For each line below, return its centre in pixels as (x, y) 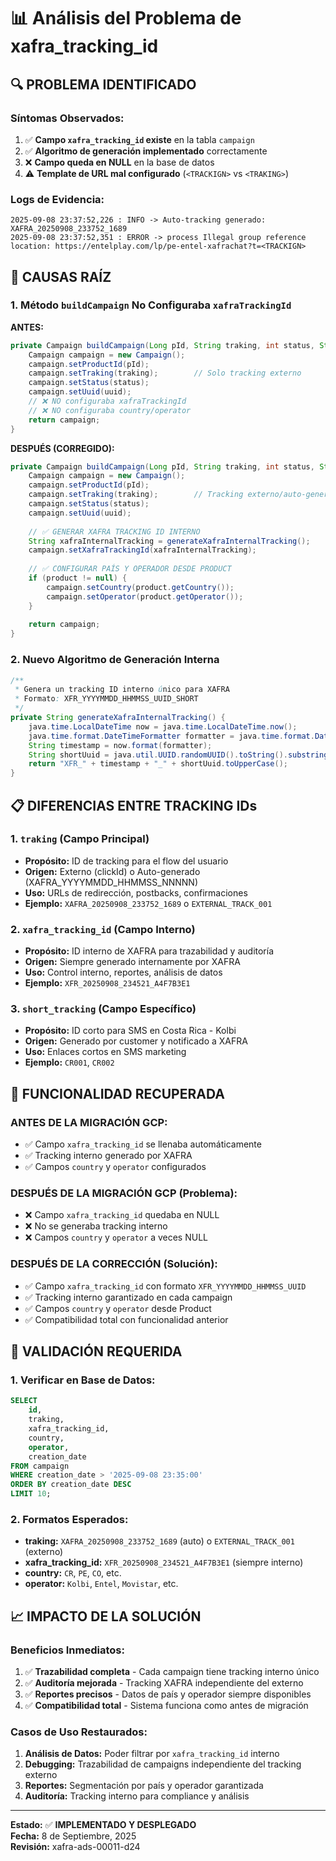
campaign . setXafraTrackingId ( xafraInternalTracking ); (142, 550)
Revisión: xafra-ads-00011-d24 (75, 1847)
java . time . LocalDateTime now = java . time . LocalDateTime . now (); (163, 726)
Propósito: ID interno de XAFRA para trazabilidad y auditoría (149, 951)
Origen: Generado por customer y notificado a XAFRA (136, 1041)
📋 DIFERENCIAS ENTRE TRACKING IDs (134, 805)
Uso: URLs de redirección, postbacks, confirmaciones (136, 892)
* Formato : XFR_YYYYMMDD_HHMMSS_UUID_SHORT (106, 699)
